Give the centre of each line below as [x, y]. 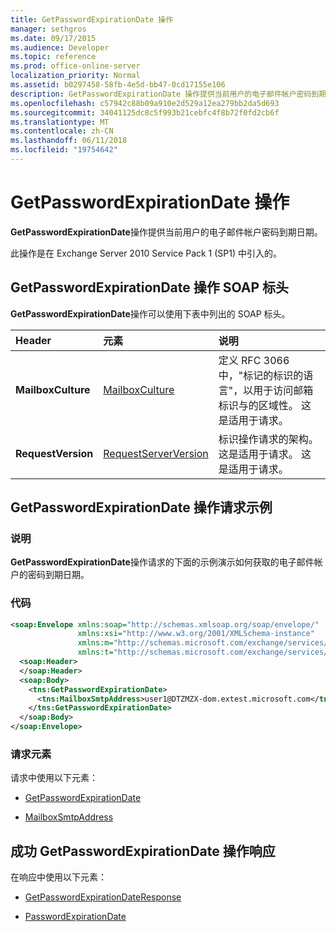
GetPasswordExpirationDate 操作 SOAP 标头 [150, 287]
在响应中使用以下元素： [58, 877]
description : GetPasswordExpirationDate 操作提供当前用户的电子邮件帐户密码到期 [168, 94]
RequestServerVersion [156, 453]
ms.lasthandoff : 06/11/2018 [69, 141]
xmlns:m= [95, 643]
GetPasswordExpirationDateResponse [103, 897]
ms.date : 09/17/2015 [53, 38]
